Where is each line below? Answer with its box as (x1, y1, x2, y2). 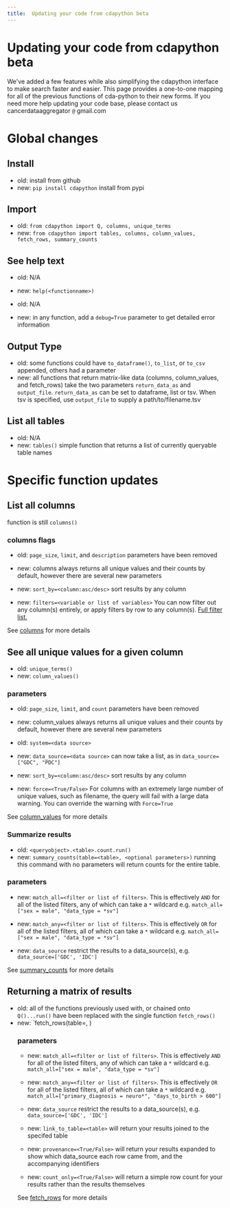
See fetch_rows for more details (16, 1193, 108, 1202)
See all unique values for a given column (7, 646, 183, 658)
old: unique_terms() (16, 664, 73, 672)
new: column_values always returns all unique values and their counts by (16, 718, 223, 727)
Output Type (7, 340, 62, 352)
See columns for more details (7, 626, 91, 634)
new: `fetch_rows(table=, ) (16, 1019, 92, 1027)
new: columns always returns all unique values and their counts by (16, 564, 206, 572)
